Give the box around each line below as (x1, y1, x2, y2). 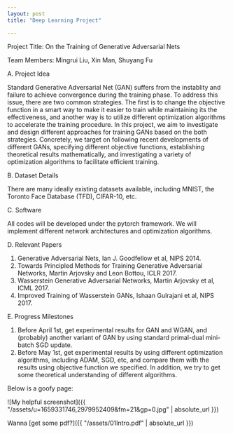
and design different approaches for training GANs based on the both (7, 128, 208, 136)
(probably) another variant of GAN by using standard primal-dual (17, 333, 204, 341)
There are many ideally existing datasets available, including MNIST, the (7, 184, 215, 193)
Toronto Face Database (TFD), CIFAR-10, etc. (7, 192, 137, 201)
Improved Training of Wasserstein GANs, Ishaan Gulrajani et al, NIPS (17, 291, 215, 299)
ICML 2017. (17, 283, 50, 292)
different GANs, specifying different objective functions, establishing (7, 142, 205, 151)
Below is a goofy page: (7, 384, 73, 393)
